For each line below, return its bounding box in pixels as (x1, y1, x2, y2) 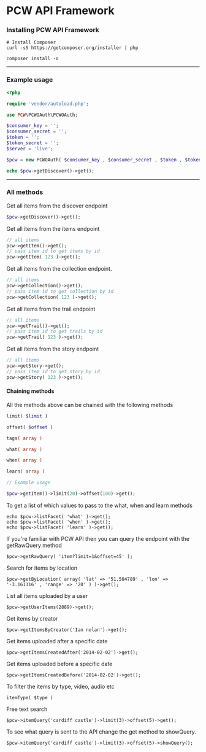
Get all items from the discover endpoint (6, 202, 108, 209)
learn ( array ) (6, 468, 45, 475)
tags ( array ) (6, 435, 43, 441)
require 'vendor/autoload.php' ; (6, 101, 89, 107)
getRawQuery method (6, 541, 63, 549)
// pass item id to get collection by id (6, 288, 114, 295)
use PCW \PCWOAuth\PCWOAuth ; (6, 112, 78, 118)
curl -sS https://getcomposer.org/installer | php (6, 45, 139, 51)
